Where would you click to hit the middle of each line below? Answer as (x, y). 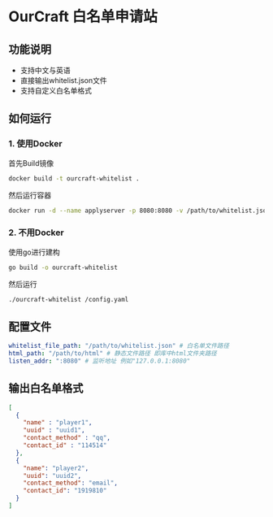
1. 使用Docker (35, 144)
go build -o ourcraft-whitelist (63, 267)
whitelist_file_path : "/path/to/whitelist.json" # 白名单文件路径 (119, 346)
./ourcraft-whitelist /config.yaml (69, 299)
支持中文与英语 (45, 70)
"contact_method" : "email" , (70, 483)
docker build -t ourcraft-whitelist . (74, 178)
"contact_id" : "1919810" (65, 491)
